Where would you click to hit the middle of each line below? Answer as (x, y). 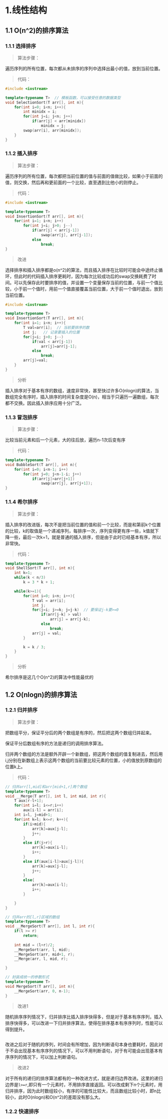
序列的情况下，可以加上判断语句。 (44, 1057)
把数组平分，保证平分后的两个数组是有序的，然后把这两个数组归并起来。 (79, 733)
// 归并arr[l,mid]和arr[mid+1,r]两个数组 (46, 787)
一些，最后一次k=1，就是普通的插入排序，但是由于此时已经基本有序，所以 (85, 537)
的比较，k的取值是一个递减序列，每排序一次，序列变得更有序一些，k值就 (80, 531)
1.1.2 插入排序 (21, 154)
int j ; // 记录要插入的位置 (51, 332)
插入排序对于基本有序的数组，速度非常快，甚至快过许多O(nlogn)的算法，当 (82, 390)
